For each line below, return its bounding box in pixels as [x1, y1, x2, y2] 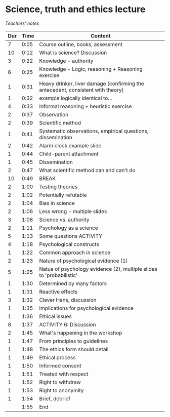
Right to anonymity [39, 387, 84, 394]
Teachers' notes [5, 20, 39, 26]
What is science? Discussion [39, 49, 107, 56]
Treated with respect [39, 370, 89, 378]
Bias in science [39, 199, 75, 206]
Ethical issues [39, 313, 72, 320]
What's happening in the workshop [39, 329, 122, 336]
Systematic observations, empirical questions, [39, 128, 149, 135]
